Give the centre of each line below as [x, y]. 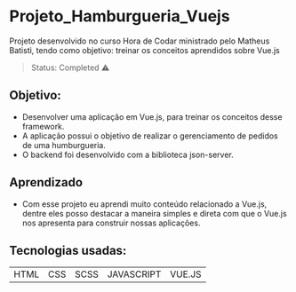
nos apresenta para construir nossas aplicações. [111, 223]
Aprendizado [46, 182]
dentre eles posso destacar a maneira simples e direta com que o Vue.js [154, 213]
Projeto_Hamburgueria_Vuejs [120, 16]
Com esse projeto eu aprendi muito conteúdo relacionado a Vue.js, [144, 204]
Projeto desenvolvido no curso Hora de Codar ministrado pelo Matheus [140, 41]
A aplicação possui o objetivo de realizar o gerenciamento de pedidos [150, 136]
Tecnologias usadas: [68, 250]
